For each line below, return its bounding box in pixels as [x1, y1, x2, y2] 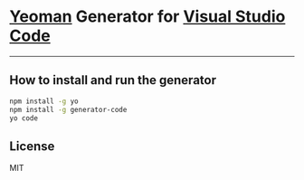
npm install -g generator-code [9, 105, 128, 114]
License [9, 138, 55, 154]
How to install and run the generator [9, 72, 217, 88]
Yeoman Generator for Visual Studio [9, 6, 286, 27]
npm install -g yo [9, 97, 79, 106]
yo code [9, 113, 39, 123]
